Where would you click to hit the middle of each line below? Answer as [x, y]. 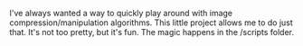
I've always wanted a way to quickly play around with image [121, 13]
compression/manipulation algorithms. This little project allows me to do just [151, 23]
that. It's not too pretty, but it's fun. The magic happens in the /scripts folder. [152, 32]
